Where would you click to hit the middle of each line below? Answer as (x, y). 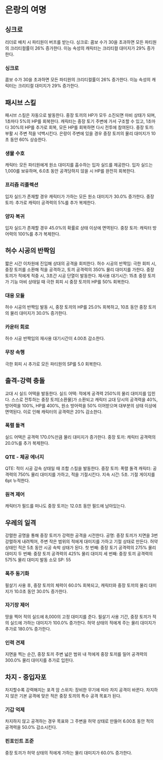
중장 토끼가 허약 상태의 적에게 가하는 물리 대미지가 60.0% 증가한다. (69, 753)
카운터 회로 (17, 327)
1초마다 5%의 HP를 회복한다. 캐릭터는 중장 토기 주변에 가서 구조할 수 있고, (75, 121)
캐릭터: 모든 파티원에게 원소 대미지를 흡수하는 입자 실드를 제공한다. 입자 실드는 (79, 165)
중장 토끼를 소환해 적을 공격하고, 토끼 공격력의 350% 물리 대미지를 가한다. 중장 (80, 269)
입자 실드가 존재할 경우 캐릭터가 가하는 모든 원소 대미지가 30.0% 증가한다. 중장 (80, 196)
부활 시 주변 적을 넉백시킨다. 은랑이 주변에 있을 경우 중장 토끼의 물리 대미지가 (78, 133)
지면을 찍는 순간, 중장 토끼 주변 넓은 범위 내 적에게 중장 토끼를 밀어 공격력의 (76, 654)
